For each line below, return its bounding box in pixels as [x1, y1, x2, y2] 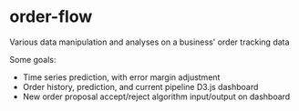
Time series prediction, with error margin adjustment [22, 71, 221, 83]
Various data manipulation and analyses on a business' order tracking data [9, 36, 290, 47]
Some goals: [9, 54, 57, 65]
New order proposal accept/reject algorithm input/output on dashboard [22, 91, 291, 102]
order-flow [9, 6, 93, 27]
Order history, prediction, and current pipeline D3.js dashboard [22, 81, 259, 92]
